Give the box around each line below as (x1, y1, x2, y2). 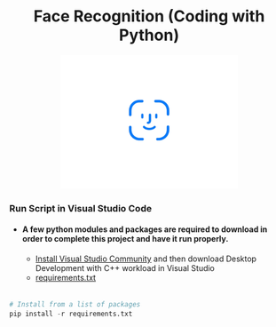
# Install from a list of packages (9, 299, 141, 308)
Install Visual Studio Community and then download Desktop (35, 253, 257, 264)
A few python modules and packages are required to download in (21, 224, 268, 235)
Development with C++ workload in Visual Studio (35, 263, 216, 274)
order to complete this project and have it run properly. (21, 234, 229, 244)
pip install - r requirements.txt (9, 309, 133, 318)
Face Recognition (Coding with (33, 6, 265, 27)
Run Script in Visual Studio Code (9, 202, 153, 214)
